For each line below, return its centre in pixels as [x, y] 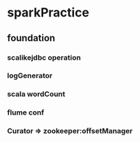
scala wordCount [36, 94]
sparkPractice [48, 13]
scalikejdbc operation [44, 58]
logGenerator [30, 75]
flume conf [26, 113]
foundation [31, 38]
